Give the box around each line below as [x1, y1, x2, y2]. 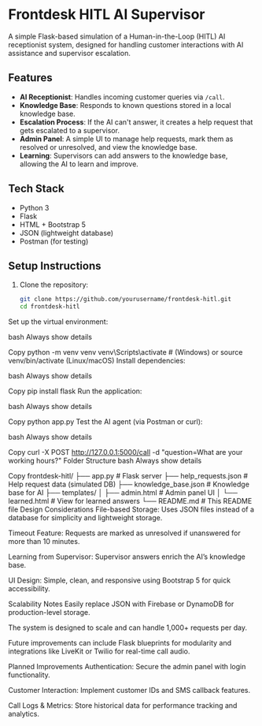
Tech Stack [8, 182, 65, 195]
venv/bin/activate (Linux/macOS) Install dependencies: [8, 356, 186, 366]
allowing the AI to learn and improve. [19, 159, 139, 169]
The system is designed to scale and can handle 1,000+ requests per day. [8, 623, 248, 632]
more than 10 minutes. [8, 537, 80, 546]
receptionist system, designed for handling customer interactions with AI [8, 39, 244, 49]
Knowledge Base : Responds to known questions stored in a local [19, 100, 231, 110]
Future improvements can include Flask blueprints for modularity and [8, 639, 232, 648]
